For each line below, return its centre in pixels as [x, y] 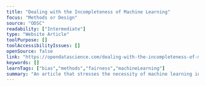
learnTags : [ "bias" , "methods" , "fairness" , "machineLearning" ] [86, 68]
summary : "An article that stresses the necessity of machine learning [99, 74]
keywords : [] [23, 62]
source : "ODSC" [26, 23]
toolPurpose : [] [27, 40]
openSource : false [30, 51]
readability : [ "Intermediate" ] [46, 29]
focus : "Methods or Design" [42, 18]
